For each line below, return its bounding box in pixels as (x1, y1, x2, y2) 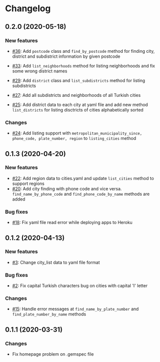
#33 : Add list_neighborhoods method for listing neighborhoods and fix (12, 63, 155, 68)
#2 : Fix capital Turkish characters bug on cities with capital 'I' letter (12, 283, 148, 289)
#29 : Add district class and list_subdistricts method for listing (12, 77, 145, 83)
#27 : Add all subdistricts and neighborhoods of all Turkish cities (12, 92, 141, 98)
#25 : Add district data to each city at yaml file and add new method (12, 101, 148, 108)
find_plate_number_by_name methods (12, 311, 87, 317)
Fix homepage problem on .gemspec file (12, 351, 94, 357)
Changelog (5, 3, 51, 14)
